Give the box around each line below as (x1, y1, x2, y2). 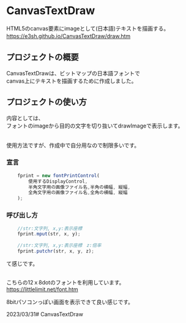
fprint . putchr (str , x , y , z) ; (17, 248, 95, 254)
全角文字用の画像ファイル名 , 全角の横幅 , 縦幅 (28, 189, 128, 196)
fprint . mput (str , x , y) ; (17, 231, 81, 237)
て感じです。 (6, 260, 39, 267)
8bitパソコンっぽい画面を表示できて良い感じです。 (6, 298, 133, 306)
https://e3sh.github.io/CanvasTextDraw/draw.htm (6, 32, 131, 40)
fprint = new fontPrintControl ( (17, 172, 100, 178)
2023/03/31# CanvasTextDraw (6, 311, 84, 318)
